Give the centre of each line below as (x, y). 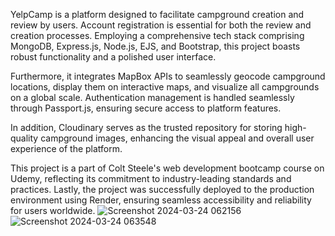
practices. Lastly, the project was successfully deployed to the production (162, 189)
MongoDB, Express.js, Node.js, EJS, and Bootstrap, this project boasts (155, 46)
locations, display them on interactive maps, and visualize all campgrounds (165, 87)
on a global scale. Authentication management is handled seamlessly (152, 97)
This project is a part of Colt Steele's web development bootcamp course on (167, 168)
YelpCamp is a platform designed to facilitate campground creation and (157, 14)
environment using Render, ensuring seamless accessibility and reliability (161, 200)
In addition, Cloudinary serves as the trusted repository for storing (146, 127)
